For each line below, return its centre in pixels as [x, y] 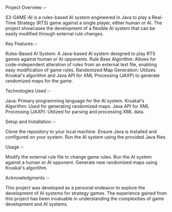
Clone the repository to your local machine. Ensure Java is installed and [81, 131]
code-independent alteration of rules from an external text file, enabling [81, 64]
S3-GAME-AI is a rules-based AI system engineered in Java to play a [78, 17]
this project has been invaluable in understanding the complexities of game [85, 199]
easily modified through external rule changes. [55, 34]
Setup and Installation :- [31, 122]
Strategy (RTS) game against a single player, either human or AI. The [90, 23]
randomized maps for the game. [39, 81]
